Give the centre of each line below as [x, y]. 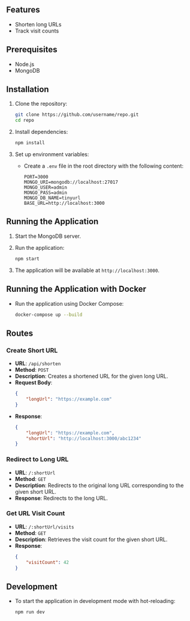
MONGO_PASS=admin [46, 193]
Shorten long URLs [38, 24]
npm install [30, 143]
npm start [27, 259]
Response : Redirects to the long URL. [61, 498]
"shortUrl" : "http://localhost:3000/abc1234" [84, 438]
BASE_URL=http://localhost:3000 [64, 204]
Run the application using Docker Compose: [69, 303]
